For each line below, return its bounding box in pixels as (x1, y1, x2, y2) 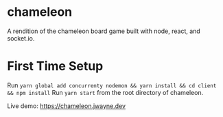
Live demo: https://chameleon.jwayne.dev (7, 101, 126, 110)
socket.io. (7, 34, 35, 42)
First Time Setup (7, 58, 104, 74)
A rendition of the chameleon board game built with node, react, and (7, 27, 200, 35)
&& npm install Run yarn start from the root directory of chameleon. (7, 88, 204, 96)
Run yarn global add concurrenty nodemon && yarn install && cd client (7, 81, 217, 89)
